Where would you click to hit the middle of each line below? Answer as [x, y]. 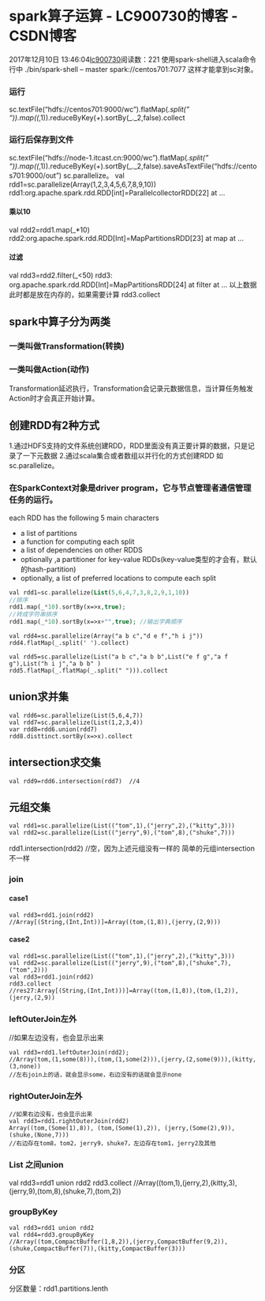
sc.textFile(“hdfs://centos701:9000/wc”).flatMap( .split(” [99, 109]
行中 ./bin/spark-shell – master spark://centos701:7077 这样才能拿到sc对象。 [133, 69]
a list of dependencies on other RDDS [81, 549]
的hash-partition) [48, 569]
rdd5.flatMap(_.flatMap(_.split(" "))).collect [89, 671]
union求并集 [39, 697]
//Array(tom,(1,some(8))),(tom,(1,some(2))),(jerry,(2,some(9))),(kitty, [133, 1060]
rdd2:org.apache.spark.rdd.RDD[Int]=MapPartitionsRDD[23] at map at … [126, 238]
